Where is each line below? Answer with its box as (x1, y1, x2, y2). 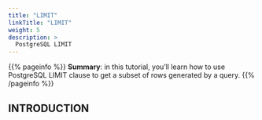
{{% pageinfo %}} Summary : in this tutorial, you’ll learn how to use (8, 62, 226, 71)
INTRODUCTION (8, 101, 90, 115)
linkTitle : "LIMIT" (8, 19, 72, 27)
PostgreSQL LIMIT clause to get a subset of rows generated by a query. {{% (8, 71, 255, 80)
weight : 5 (8, 26, 41, 34)
